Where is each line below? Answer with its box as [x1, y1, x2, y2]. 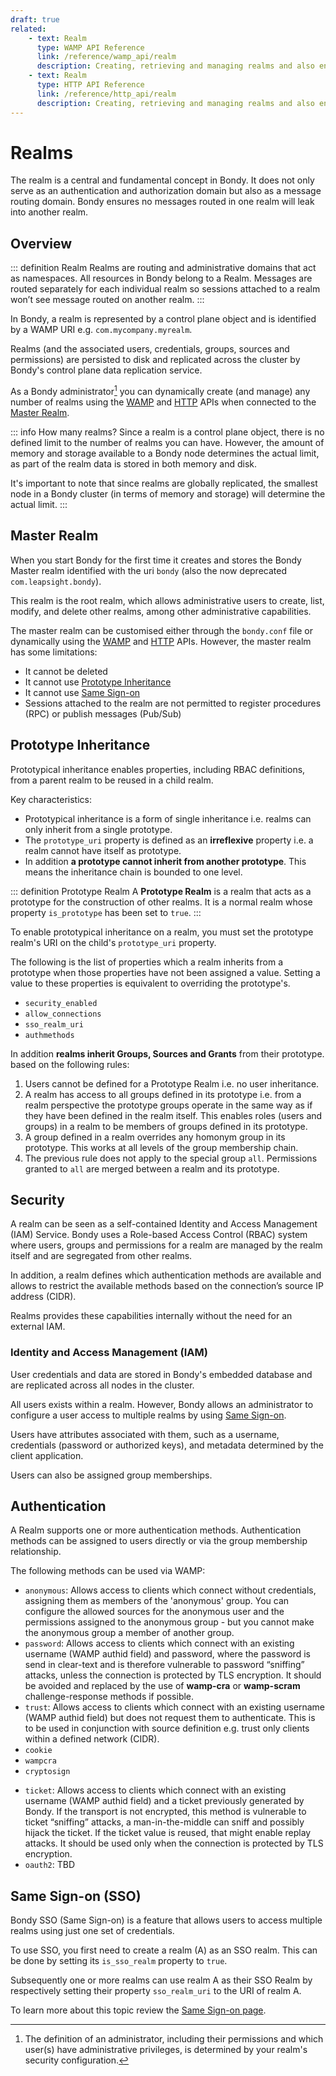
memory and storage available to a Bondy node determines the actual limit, [10, 447, 320, 459]
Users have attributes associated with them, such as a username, [10, 1428, 280, 1440]
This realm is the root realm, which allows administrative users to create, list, [10, 594, 325, 606]
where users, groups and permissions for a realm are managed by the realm [10, 1239, 323, 1251]
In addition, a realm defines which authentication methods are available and [10, 1269, 322, 1281]
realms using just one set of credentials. [10, 1925, 175, 1937]
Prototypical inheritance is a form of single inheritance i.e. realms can [24, 812, 312, 825]
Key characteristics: [10, 793, 92, 805]
